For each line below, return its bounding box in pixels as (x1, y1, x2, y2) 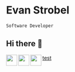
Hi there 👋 (6, 39, 43, 49)
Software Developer (6, 23, 54, 29)
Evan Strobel (6, 4, 70, 17)
